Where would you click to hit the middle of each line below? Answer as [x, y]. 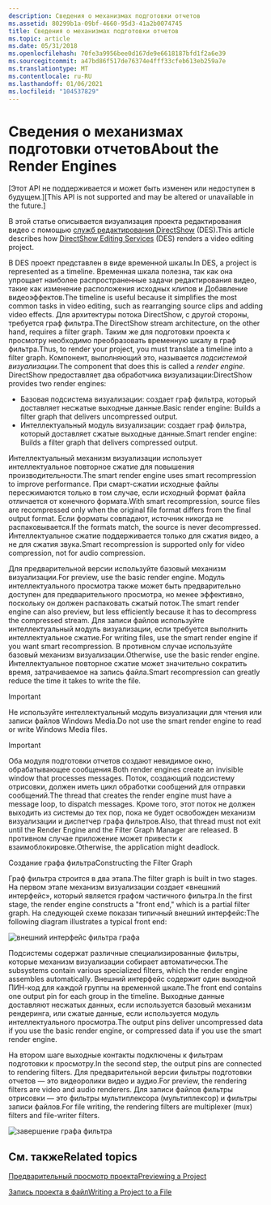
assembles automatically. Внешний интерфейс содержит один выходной [132, 979]
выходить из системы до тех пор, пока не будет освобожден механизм [132, 813]
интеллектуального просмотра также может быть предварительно [125, 586]
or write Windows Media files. [58, 729]
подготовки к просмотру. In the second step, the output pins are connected [135, 1064]
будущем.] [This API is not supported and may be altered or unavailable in [131, 197]
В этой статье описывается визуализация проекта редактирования [125, 222]
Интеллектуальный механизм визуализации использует [105, 458]
